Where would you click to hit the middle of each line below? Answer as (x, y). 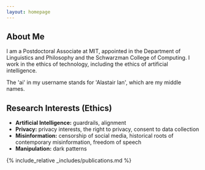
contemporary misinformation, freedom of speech (78, 142)
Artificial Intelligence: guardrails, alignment (71, 123)
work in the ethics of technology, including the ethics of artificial (87, 64)
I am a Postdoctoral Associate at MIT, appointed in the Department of (94, 51)
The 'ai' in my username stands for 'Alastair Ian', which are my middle (94, 82)
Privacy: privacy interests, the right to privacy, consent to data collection (107, 129)
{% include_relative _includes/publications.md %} (69, 161)
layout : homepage (28, 12)
